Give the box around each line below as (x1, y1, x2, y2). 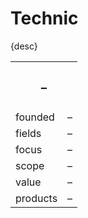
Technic (10, 7, 79, 30)
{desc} (10, 40, 38, 52)
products (15, 191, 58, 205)
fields (15, 126, 42, 140)
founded (15, 110, 55, 124)
